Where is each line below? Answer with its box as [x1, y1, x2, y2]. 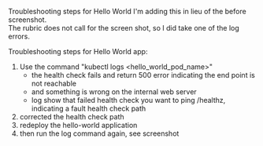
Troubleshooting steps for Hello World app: [8, 47, 148, 56]
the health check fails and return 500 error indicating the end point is [31, 71, 256, 79]
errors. [8, 31, 30, 41]
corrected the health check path [19, 112, 124, 121]
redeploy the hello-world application [19, 121, 138, 130]
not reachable [31, 78, 77, 88]
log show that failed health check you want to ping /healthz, [31, 96, 226, 104]
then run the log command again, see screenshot [19, 129, 180, 138]
